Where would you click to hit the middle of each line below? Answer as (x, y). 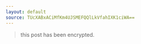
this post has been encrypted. (57, 34)
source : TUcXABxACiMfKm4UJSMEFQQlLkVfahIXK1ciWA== (70, 17)
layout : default (26, 12)
